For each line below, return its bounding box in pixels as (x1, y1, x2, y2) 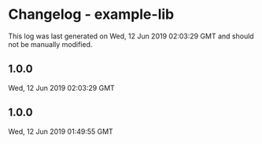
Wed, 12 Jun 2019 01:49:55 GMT (8, 127, 114, 136)
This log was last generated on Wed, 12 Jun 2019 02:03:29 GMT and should (8, 31, 254, 41)
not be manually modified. (8, 39, 93, 49)
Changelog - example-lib (8, 5, 175, 23)
